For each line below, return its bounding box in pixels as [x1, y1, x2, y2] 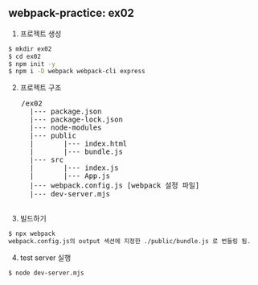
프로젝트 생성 [19, 28, 62, 39]
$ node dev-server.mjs [8, 269, 84, 277]
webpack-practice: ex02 [8, 6, 135, 20]
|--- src [29, 155, 64, 164]
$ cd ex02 [8, 52, 42, 60]
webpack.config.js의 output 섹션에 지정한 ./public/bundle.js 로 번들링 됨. [8, 237, 252, 246]
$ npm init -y [8, 60, 56, 68]
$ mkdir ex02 [8, 44, 52, 53]
